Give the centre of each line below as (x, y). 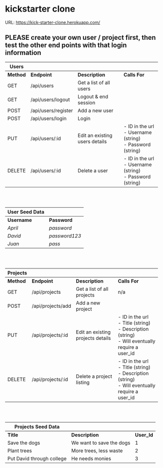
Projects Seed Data (37, 427)
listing (83, 382)
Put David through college (37, 458)
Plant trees (20, 451)
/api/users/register (52, 110)
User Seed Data (26, 212)
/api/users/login (49, 118)
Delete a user (93, 170)
